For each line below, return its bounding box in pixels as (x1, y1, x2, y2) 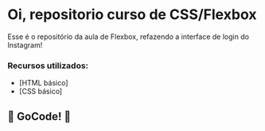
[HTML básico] (18, 78, 68, 88)
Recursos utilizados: (7, 60, 89, 71)
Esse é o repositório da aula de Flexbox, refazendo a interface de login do (7, 32, 250, 41)
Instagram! (7, 40, 43, 49)
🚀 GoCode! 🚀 (7, 110, 72, 123)
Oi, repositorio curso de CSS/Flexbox (7, 6, 257, 24)
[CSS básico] (18, 87, 63, 96)
